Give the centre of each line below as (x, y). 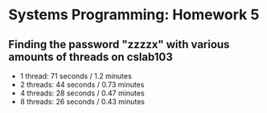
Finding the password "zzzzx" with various (119, 44)
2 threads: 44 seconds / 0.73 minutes (82, 85)
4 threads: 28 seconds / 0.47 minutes (82, 93)
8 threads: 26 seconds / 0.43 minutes (82, 101)
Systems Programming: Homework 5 (134, 15)
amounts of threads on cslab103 (90, 56)
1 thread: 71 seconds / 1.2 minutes (76, 76)
